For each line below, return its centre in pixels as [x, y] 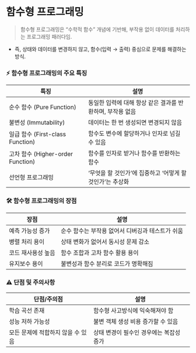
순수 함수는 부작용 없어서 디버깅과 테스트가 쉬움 [122, 231]
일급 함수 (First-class [38, 134]
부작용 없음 [121, 112]
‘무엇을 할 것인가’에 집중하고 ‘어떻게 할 [137, 173]
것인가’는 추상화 [109, 182]
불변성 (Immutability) [37, 122]
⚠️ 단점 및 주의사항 [31, 283]
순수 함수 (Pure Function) [43, 107]
